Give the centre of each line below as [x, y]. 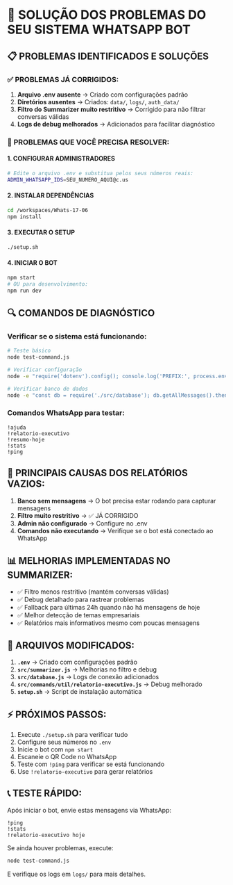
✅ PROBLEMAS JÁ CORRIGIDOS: [63, 79]
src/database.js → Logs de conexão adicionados [88, 677]
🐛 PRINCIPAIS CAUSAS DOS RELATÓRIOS [98, 473]
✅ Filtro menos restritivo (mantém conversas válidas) [93, 592]
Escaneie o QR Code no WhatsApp [67, 757]
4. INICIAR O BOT [32, 263]
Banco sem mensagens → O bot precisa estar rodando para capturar [116, 501]
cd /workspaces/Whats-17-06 [48, 210]
